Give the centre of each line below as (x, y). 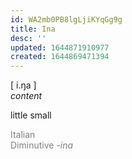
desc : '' (28, 38)
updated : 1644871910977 (60, 47)
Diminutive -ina (42, 145)
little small (31, 115)
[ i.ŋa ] (23, 85)
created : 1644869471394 (60, 57)
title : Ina (33, 29)
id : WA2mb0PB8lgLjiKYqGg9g (66, 19)
